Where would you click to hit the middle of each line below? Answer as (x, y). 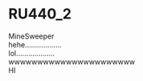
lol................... (31, 53)
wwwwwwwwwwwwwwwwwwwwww (72, 62)
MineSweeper (31, 36)
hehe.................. (35, 44)
